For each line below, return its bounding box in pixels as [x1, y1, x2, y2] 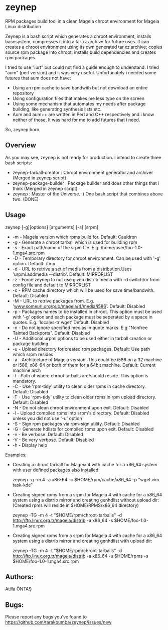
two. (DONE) [12, 196, 39, 202]
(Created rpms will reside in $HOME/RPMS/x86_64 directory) [12, 502, 139, 508]
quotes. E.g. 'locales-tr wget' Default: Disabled [12, 319, 109, 325]
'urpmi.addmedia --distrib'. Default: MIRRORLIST [12, 271, 113, 277]
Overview [5, 141, 37, 150]
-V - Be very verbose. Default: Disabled [12, 437, 94, 443]
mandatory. [12, 378, 37, 384]
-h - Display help [12, 442, 48, 448]
